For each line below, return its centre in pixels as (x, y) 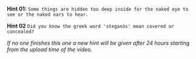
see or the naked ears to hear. (48, 15)
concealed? (21, 32)
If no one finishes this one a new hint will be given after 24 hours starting (98, 43)
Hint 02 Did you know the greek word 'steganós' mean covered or (91, 26)
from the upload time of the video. (50, 49)
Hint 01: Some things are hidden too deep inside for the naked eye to (98, 9)
